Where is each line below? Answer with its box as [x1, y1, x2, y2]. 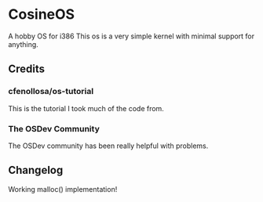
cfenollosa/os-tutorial [8, 86, 94, 97]
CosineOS [8, 5, 75, 23]
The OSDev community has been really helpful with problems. [8, 141, 209, 150]
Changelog [8, 164, 64, 177]
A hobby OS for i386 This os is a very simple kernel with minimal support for [8, 31, 255, 41]
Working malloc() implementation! [8, 184, 118, 193]
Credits [8, 63, 46, 76]
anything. [8, 39, 39, 49]
